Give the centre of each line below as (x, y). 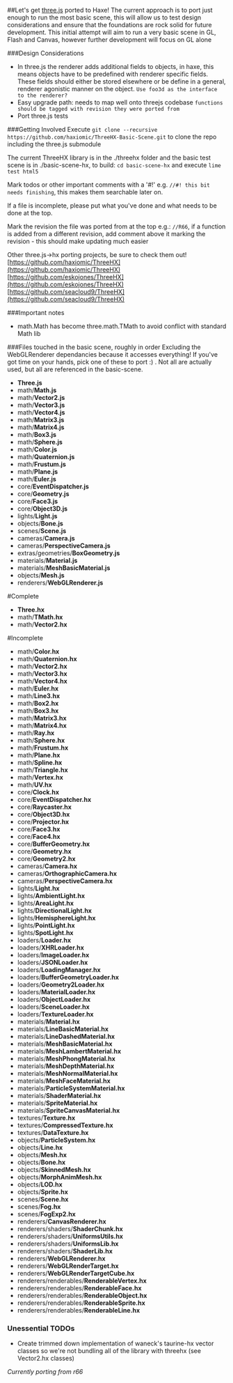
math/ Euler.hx (38, 688)
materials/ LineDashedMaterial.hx (66, 1036)
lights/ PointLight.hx (46, 925)
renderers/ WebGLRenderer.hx (61, 1258)
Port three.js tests (42, 116)
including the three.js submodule (54, 144)
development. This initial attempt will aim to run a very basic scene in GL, (112, 32)
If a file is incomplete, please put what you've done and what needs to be (112, 206)
